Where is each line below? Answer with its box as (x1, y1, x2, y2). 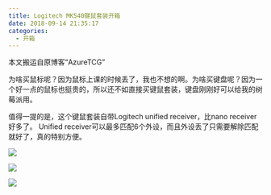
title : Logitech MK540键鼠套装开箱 (8, 11, 121, 20)
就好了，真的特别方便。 (8, 132, 86, 142)
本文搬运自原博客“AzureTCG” (8, 57, 106, 67)
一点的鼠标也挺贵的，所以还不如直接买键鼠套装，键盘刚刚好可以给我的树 (22, 85, 263, 94)
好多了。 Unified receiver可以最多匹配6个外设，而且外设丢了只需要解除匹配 (8, 122, 259, 131)
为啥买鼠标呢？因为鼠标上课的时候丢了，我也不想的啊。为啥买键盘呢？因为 (8, 74, 256, 85)
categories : (8, 27, 48, 35)
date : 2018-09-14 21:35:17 (8, 19, 99, 27)
